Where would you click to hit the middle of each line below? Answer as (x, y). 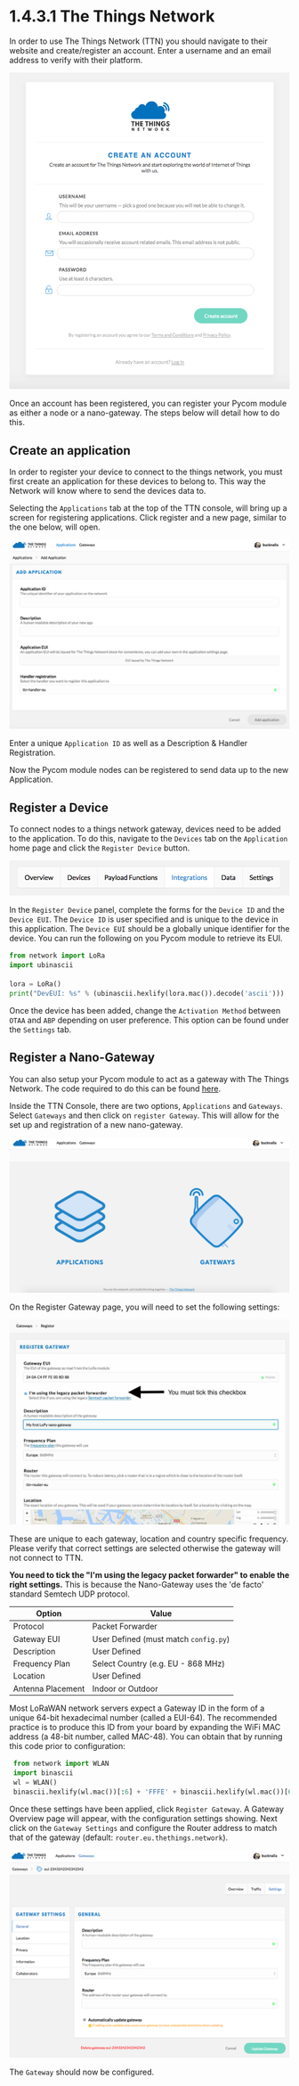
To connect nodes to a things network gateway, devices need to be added (145, 829)
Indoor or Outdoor (125, 1688)
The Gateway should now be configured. (82, 2072)
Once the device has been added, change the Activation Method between (145, 1010)
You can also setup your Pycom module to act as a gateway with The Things (149, 1079)
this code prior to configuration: (68, 1746)
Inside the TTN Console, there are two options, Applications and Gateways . (146, 1105)
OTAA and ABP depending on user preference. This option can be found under (149, 1020)
